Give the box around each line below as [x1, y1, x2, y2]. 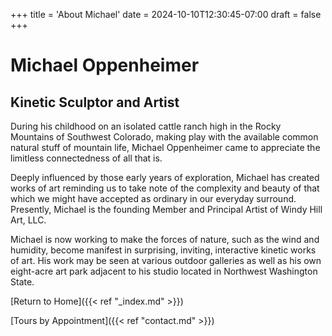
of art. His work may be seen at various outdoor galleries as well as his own [10, 255, 322, 266]
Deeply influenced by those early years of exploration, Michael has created [10, 172, 320, 183]
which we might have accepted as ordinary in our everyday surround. [10, 193, 297, 204]
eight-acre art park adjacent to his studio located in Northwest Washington [10, 265, 318, 277]
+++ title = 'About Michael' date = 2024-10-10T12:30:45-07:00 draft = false [10, 9, 322, 20]
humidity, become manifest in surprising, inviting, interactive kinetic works [10, 244, 317, 256]
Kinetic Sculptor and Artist [10, 94, 180, 111]
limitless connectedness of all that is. [10, 152, 163, 164]
